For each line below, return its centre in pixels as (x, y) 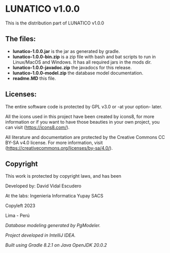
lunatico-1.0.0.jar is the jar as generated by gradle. (66, 51)
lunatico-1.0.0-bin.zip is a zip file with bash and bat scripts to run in (84, 57)
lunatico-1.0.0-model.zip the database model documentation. (78, 73)
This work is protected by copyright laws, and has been (63, 176)
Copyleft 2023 (20, 206)
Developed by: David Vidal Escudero (43, 186)
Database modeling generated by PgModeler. (53, 226)
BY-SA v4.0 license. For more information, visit (54, 143)
